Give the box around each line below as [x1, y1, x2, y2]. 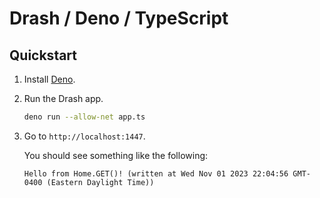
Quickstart [9, 47, 78, 64]
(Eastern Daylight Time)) [46, 177, 155, 187]
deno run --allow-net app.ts [23, 112, 146, 122]
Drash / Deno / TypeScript [9, 7, 229, 30]
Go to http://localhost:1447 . [23, 130, 146, 142]
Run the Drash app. [23, 93, 104, 104]
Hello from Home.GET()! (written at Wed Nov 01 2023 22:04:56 [23, 168, 289, 179]
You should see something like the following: [23, 149, 209, 161]
